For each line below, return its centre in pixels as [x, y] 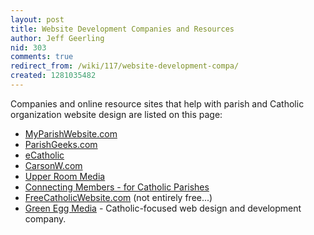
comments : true [42, 57]
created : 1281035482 [53, 76]
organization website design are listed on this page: [116, 114]
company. [45, 218]
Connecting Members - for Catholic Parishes [117, 187]
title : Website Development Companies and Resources [122, 29]
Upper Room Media [65, 176]
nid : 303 [28, 47]
